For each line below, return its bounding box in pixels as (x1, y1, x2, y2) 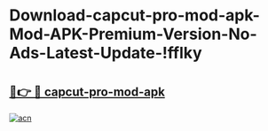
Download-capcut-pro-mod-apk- (9, 5, 260, 26)
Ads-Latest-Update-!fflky (9, 43, 202, 63)
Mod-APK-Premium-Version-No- (9, 24, 257, 44)
